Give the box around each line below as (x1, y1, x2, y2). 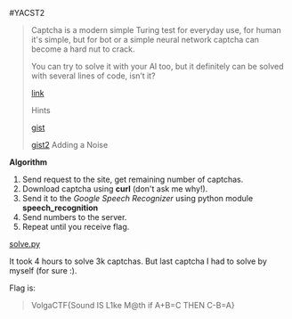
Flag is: (9, 282, 36, 293)
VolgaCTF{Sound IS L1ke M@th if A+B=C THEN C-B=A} (30, 300, 235, 310)
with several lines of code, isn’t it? (30, 70, 156, 81)
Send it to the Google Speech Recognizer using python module (21, 193, 254, 203)
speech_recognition (21, 202, 99, 213)
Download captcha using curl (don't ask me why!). (21, 184, 208, 194)
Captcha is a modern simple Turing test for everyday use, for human (30, 25, 282, 35)
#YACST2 (9, 8, 45, 18)
